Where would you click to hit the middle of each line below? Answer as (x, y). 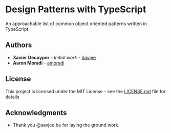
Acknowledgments (36, 113)
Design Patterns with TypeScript (76, 9)
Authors (19, 45)
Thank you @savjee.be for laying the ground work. (66, 125)
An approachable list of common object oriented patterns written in (76, 24)
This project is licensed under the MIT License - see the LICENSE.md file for (85, 91)
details (12, 97)
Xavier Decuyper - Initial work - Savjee (54, 57)
